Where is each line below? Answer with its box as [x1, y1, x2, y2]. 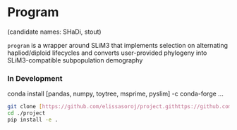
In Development [7, 73, 63, 83]
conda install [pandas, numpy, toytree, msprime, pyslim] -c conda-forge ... [7, 89, 224, 98]
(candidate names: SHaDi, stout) [7, 27, 102, 36]
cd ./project [7, 110, 46, 117]
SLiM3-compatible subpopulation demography [7, 56, 143, 64]
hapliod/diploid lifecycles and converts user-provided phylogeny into [7, 48, 207, 57]
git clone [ [7, 103, 42, 110]
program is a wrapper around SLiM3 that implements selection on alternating [7, 41, 228, 49]
